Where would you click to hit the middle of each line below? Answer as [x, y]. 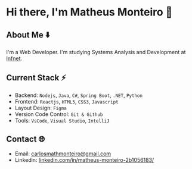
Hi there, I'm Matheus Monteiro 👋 [89, 12]
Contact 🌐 [26, 139]
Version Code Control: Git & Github [59, 114]
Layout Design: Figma [41, 108]
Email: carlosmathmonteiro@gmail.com [63, 154]
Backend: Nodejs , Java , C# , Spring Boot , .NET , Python [79, 95]
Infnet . [14, 58]
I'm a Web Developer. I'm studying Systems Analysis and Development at [96, 52]
